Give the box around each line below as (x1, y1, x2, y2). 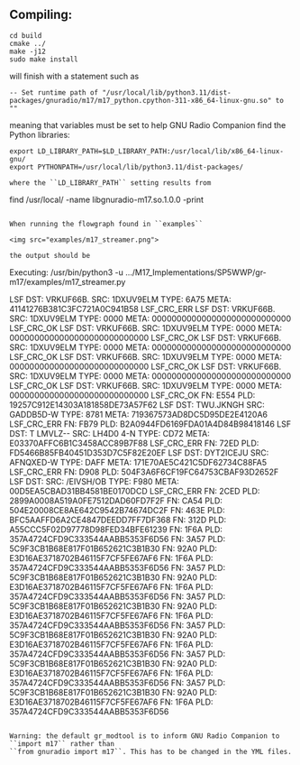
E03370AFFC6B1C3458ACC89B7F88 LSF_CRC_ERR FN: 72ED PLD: (9, 438, 259, 448)
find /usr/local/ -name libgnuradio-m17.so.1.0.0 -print (9, 194, 205, 205)
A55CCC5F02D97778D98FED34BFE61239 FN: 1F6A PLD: (9, 523, 223, 535)
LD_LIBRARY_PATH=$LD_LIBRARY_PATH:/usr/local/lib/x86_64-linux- (37, 146, 284, 156)
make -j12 (9, 47, 47, 56)
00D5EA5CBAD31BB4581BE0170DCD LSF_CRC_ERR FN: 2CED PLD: (9, 485, 260, 496)
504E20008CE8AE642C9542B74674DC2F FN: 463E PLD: (9, 504, 225, 515)
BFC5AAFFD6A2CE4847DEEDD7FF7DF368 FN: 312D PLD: (9, 514, 227, 525)
